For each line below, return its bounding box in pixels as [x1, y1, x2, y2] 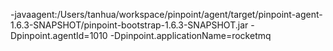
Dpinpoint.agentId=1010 [10, 30, 108, 41]
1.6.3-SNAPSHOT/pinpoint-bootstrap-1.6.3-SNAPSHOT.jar [10, 19, 249, 31]
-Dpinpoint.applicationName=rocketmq [109, 30, 272, 41]
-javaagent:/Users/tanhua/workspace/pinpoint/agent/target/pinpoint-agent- [10, 9, 323, 20]
